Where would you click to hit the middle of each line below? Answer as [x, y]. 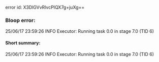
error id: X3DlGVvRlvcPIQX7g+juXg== [45, 7]
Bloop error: [20, 20]
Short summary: [23, 43]
